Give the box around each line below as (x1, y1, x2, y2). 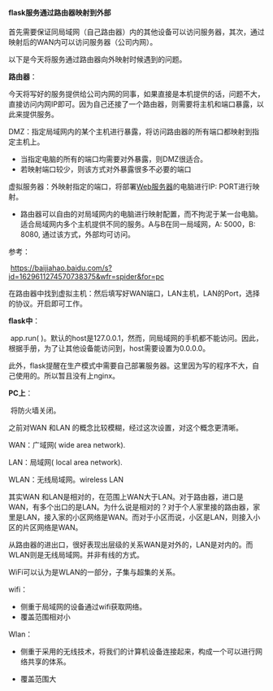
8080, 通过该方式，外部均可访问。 (19, 230, 136, 239)
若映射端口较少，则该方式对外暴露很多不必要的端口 (19, 164, 192, 174)
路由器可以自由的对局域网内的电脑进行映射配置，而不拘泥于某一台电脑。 (19, 209, 262, 219)
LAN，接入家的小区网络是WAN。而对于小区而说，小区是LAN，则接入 (22, 513, 253, 523)
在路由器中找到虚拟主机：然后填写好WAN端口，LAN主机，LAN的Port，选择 (8, 289, 260, 299)
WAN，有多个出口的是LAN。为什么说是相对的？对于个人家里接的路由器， (8, 502, 253, 512)
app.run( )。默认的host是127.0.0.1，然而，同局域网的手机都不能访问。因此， (10, 334, 263, 343)
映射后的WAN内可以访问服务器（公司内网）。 (8, 37, 158, 47)
